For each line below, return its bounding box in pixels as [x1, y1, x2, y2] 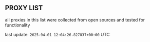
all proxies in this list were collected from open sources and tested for [5, 17, 145, 22]
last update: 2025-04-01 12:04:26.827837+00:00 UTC [5, 31, 110, 37]
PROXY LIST [5, 4, 43, 12]
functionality [5, 22, 30, 28]
